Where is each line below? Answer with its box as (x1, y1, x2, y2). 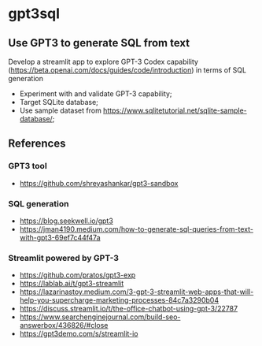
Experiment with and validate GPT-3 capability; (19, 89, 172, 99)
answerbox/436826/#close (19, 321, 109, 330)
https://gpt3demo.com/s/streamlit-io (19, 329, 139, 339)
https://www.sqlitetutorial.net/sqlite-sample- (103, 106, 248, 115)
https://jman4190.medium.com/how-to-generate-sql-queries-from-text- (19, 224, 254, 233)
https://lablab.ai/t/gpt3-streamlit (19, 279, 124, 288)
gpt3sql (8, 5, 61, 23)
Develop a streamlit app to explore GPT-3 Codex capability (8, 57, 199, 66)
